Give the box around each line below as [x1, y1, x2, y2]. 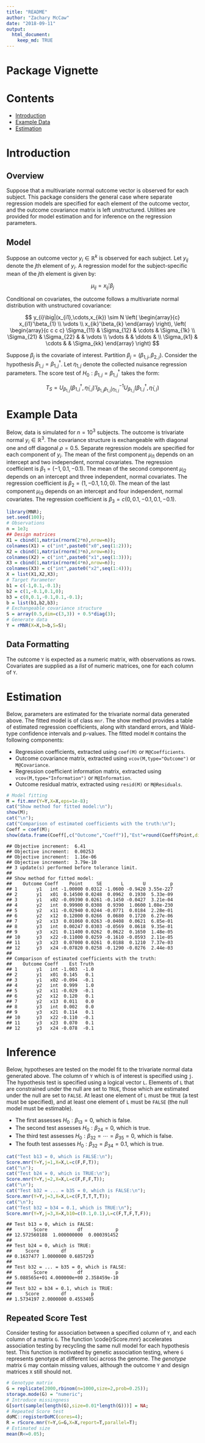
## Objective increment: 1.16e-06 [6, 854, 97, 860]
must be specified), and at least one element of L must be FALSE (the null [6, 1098, 189, 1105]
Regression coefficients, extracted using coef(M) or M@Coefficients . [15, 748, 186, 755]
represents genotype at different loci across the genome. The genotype [6, 1355, 187, 1362]
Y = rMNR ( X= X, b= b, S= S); [6, 622, 67, 629]
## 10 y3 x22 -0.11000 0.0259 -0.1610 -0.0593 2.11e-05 [6, 934, 173, 940]
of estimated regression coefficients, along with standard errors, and [6, 723, 179, 731]
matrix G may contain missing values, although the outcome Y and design [6, 1362, 189, 1369]
